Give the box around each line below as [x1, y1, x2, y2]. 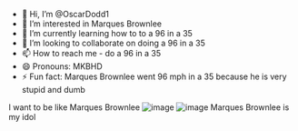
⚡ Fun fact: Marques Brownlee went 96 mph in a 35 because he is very [21, 71, 287, 82]
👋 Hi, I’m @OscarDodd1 [21, 9, 110, 19]
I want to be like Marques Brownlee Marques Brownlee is [8, 102, 290, 113]
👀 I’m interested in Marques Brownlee [21, 18, 163, 29]
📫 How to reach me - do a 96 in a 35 [21, 48, 162, 58]
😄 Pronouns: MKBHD [21, 61, 103, 72]
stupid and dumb [21, 85, 85, 95]
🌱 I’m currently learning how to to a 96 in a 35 [21, 28, 193, 38]
